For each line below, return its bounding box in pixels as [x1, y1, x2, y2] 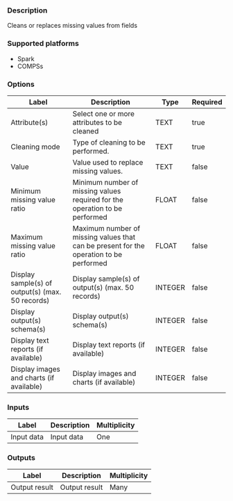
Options [7, 79, 35, 89]
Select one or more [72, 108, 135, 118]
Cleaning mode [10, 142, 60, 151]
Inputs [7, 402, 30, 412]
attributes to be [72, 117, 123, 127]
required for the [72, 195, 123, 204]
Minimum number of [72, 177, 139, 187]
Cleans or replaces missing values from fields [7, 22, 137, 30]
